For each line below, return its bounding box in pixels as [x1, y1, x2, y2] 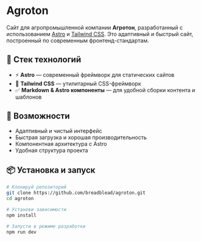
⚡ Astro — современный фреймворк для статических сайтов [15, 71, 175, 78]
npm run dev [6, 229, 37, 235]
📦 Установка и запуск [6, 165, 96, 175]
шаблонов [15, 93, 42, 101]
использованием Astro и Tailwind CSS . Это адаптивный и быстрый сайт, [6, 30, 194, 37]
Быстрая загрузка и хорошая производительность [15, 134, 147, 141]
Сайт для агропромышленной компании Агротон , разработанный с [6, 24, 183, 31]
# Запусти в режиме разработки [6, 223, 86, 229]
